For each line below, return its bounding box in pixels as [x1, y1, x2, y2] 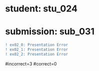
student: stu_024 [5, 3, 77, 14]
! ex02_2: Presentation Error [5, 51, 68, 56]
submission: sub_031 [5, 26, 95, 37]
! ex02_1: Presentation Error [5, 47, 68, 52]
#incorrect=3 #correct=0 [5, 60, 57, 66]
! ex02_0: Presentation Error [5, 42, 68, 47]
